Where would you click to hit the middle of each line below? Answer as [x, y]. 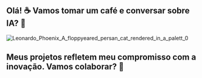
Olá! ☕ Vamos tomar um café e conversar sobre [98, 11]
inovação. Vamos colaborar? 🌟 [65, 67]
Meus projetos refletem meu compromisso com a [101, 57]
